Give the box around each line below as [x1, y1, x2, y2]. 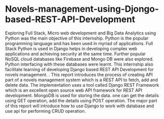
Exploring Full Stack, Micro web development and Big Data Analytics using [5, 30, 156, 36]
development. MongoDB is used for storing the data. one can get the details [5, 92, 159, 98]
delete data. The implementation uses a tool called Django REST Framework [5, 82, 159, 88]
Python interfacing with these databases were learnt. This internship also [5, 61, 154, 67]
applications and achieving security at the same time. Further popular [5, 50, 146, 57]
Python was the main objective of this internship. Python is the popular [5, 35, 149, 41]
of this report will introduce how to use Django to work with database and [5, 103, 154, 109]
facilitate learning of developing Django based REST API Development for [5, 66, 154, 72]
